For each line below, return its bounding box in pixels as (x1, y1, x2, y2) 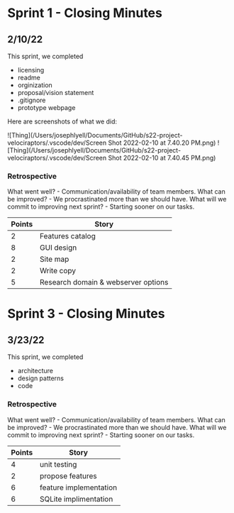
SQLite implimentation (40, 494, 113, 504)
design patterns (17, 374, 65, 382)
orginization (17, 81, 53, 89)
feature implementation (40, 482, 118, 492)
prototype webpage (17, 104, 76, 111)
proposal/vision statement (17, 89, 94, 96)
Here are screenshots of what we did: (7, 117, 118, 126)
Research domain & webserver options (40, 277, 169, 287)
